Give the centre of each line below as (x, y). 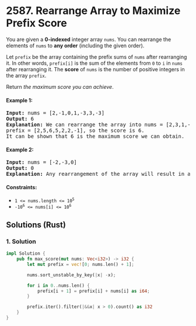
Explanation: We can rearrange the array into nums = (85, 125)
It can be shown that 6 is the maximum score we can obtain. (95, 136)
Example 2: (20, 150)
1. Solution (21, 241)
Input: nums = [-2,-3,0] (41, 162)
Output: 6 (20, 119)
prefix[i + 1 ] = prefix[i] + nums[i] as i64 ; (93, 291)
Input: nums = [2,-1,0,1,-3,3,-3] (55, 113)
